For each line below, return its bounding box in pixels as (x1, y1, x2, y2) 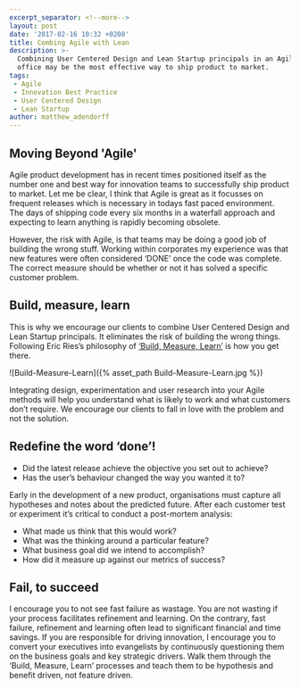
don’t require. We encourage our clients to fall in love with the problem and (9, 403, 284, 414)
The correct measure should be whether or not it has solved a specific (9, 262, 268, 273)
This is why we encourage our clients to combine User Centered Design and (9, 321, 290, 332)
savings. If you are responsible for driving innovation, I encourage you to (9, 632, 277, 643)
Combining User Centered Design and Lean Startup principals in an (17, 54, 274, 63)
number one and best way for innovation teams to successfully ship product (9, 178, 290, 189)
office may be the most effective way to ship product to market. (17, 63, 270, 72)
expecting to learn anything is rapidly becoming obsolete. (9, 216, 221, 228)
